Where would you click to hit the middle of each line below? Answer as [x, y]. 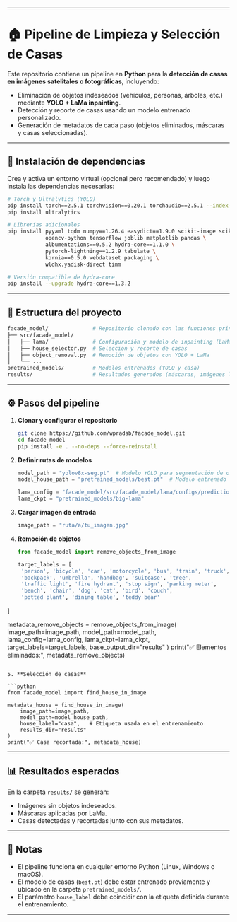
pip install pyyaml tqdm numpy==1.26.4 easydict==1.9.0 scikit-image [112, 232]
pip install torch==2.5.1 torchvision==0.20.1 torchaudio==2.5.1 [105, 206]
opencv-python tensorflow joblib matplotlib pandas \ [126, 238]
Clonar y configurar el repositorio [67, 420]
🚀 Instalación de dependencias [77, 162]
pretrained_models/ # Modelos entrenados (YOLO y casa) [104, 368]
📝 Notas [25, 850]
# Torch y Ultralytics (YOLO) [52, 199]
